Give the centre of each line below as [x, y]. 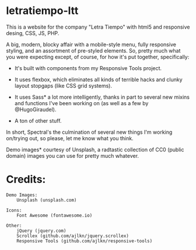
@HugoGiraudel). [35, 109]
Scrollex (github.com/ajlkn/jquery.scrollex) [73, 236]
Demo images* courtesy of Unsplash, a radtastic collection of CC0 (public [95, 150]
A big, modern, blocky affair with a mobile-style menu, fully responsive [91, 44]
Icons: [14, 210]
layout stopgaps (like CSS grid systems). [63, 85]
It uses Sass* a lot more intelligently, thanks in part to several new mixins [102, 97]
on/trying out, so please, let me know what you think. [70, 138]
